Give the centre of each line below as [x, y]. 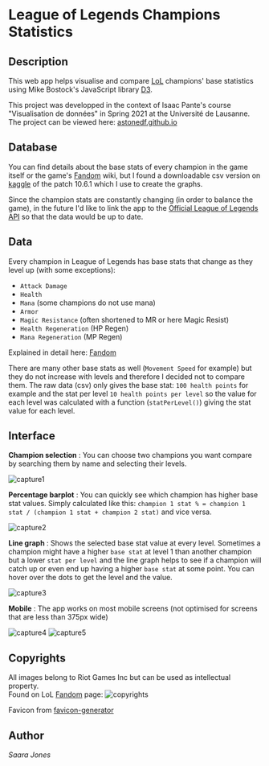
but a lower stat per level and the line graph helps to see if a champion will [135, 560]
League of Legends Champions [114, 15]
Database [33, 148]
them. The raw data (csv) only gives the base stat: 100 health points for [128, 385]
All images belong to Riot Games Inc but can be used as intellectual [120, 677]
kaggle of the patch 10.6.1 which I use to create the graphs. [106, 183]
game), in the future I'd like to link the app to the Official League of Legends [133, 208]
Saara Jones [29, 755]
